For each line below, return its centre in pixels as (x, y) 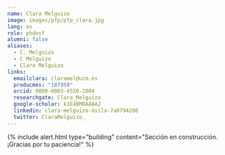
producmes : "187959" (43, 85)
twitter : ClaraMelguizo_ (49, 117)
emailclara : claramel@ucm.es (56, 78)
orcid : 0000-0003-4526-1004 (54, 91)
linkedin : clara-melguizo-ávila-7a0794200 (76, 111)
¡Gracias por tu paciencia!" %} (51, 144)
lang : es (20, 26)
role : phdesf (26, 33)
